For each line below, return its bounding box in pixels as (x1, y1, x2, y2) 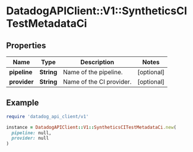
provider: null (11, 135, 49, 141)
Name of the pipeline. (63, 68, 123, 76)
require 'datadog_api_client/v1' (6, 113, 89, 119)
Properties (6, 40, 46, 50)
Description (80, 58, 115, 66)
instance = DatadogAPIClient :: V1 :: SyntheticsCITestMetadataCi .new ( (6, 124, 177, 130)
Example (6, 98, 39, 108)
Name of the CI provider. (63, 78, 132, 85)
